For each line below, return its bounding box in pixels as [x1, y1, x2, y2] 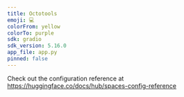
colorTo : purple [7, 29, 54, 37]
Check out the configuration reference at [7, 74, 124, 82]
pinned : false [7, 55, 49, 62]
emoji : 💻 [7, 17, 35, 24]
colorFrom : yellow [7, 23, 60, 30]
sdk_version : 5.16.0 [7, 42, 67, 49]
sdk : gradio [7, 36, 42, 43]
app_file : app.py [7, 49, 58, 56]
